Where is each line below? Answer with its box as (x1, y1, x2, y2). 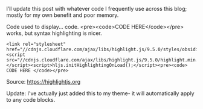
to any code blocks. (6, 96, 56, 103)
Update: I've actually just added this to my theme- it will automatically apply (6, 90, 195, 97)
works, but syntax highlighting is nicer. (6, 30, 103, 37)
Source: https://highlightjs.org (6, 78, 81, 85)
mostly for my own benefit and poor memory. (6, 11, 119, 19)
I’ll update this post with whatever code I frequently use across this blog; (6, 5, 187, 12)
